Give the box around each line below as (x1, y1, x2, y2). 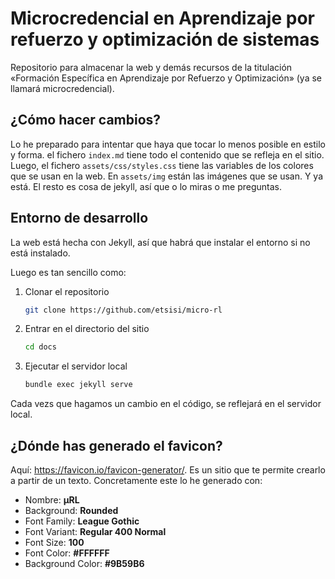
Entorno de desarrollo (10, 210, 149, 227)
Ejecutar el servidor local (24, 360, 128, 372)
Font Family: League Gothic (24, 515, 140, 527)
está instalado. (10, 247, 71, 259)
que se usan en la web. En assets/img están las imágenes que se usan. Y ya (10, 170, 323, 182)
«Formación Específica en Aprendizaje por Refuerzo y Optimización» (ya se (10, 72, 323, 84)
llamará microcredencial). (10, 82, 115, 94)
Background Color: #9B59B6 (24, 558, 145, 569)
